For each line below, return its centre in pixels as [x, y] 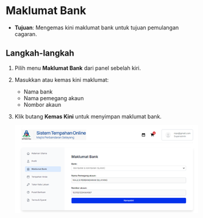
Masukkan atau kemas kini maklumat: [62, 79]
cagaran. [26, 34]
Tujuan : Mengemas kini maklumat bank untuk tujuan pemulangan [97, 27]
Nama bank [38, 92]
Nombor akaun [42, 104]
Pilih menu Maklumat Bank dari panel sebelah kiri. [78, 68]
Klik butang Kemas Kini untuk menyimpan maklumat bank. [88, 116]
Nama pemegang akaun [54, 98]
